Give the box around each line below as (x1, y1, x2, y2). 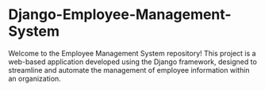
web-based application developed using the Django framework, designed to (8, 57, 258, 66)
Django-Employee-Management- (8, 6, 232, 24)
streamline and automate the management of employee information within (8, 65, 250, 74)
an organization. (8, 74, 61, 83)
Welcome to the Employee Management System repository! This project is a (8, 48, 256, 58)
